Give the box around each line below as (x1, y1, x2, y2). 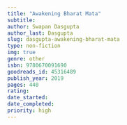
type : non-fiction (7, 42, 61, 49)
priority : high (7, 107, 52, 114)
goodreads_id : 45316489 (7, 68, 77, 75)
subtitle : (7, 17, 36, 24)
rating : (7, 87, 30, 94)
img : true (7, 49, 36, 56)
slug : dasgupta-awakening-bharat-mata (7, 36, 120, 43)
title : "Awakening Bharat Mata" (7, 10, 101, 17)
